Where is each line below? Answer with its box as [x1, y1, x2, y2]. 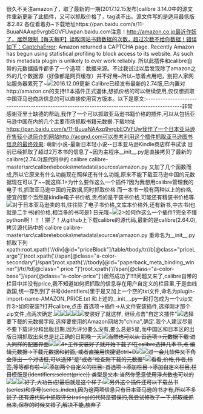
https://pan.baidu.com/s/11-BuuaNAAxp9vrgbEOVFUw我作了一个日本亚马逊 [6, 125, 196, 132]
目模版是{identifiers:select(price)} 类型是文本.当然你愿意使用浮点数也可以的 [6, 371, 194, 378]
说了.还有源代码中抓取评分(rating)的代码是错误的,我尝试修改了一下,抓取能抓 [6, 393, 194, 401]
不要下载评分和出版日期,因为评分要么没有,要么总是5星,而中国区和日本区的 [6, 326, 190, 332]
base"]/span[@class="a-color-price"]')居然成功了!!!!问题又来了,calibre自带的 [6, 272, 198, 279]
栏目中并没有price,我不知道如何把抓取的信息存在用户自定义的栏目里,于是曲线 [6, 280, 198, 287]
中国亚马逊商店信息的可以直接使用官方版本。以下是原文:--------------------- [6, 95, 198, 102]
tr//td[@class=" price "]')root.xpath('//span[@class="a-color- [21, 265, 175, 272]
